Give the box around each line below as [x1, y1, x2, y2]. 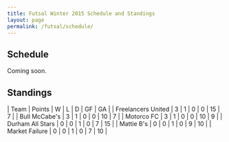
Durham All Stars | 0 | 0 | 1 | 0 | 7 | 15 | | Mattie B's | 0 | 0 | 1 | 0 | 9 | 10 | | [7, 120, 212, 128]
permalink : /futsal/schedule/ [7, 23, 94, 30]
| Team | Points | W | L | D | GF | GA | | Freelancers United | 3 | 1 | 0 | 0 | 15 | [7, 105, 220, 113]
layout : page [7, 17, 45, 23]
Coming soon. [7, 67, 47, 75]
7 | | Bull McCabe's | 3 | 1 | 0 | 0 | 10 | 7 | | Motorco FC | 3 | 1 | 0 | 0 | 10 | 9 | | [7, 112, 223, 121]
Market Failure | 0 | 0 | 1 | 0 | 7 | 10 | [7, 127, 108, 135]
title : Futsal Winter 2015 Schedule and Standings [7, 10, 155, 17]
